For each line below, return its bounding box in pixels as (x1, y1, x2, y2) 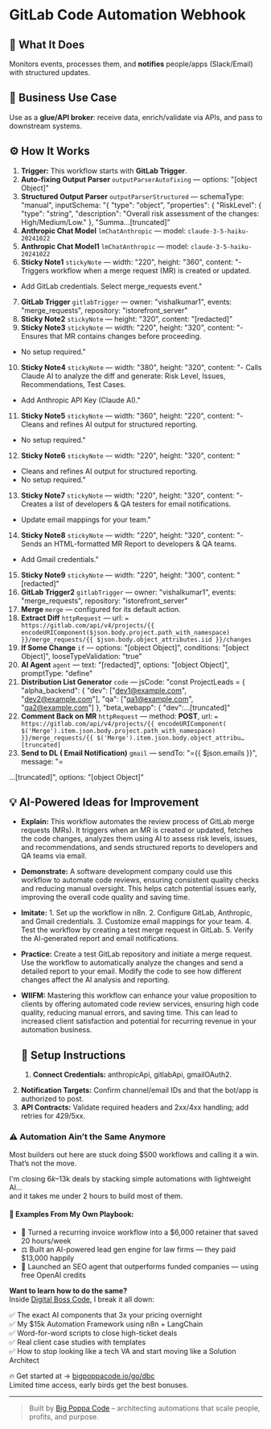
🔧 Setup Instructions (20, 1048, 126, 1062)
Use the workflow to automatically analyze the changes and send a (20, 958, 244, 968)
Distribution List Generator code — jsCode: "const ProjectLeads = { (20, 677, 246, 686)
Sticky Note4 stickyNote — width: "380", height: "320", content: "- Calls (20, 362, 262, 372)
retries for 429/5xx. (20, 1111, 86, 1121)
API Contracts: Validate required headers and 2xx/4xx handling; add (20, 1102, 248, 1112)
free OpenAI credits (20, 1270, 87, 1280)
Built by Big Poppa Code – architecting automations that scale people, (28, 1403, 261, 1413)
